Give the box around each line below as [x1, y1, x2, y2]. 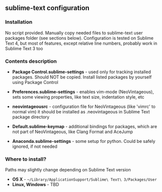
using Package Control [12, 79, 58, 85]
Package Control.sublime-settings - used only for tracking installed [12, 69, 151, 75]
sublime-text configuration [5, 4, 90, 12]
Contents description [5, 57, 57, 64]
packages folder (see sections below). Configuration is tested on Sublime [5, 35, 154, 41]
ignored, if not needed [12, 143, 57, 149]
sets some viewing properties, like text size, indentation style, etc [12, 94, 145, 100]
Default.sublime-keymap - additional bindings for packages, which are [12, 123, 157, 129]
